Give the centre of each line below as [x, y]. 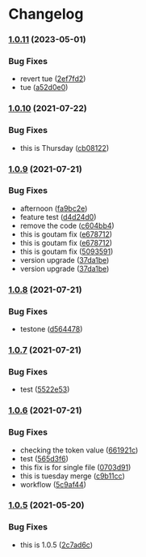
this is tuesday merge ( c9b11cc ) [72, 476]
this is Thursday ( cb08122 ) [65, 148]
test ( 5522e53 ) [45, 389]
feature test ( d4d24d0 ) [58, 216]
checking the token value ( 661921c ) [79, 450]
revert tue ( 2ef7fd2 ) [53, 79]
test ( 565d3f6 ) [44, 458]
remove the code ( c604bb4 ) [67, 225]
